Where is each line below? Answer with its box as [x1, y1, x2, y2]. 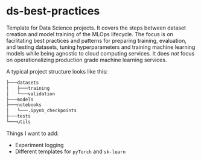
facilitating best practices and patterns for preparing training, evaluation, [6, 37, 187, 44]
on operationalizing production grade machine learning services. [6, 56, 167, 63]
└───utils [6, 119, 31, 125]
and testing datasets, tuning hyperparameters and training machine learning [6, 43, 196, 51]
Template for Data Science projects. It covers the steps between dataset [6, 24, 186, 31]
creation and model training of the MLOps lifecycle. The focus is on [6, 30, 174, 37]
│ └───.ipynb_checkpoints [6, 107, 77, 114]
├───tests [6, 113, 31, 119]
